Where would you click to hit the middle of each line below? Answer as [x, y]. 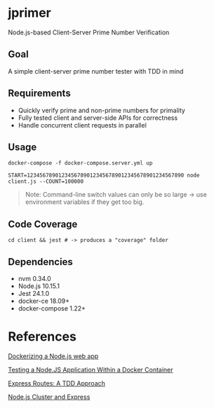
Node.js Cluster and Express [49, 397]
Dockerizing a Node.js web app [53, 356]
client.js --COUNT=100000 [46, 182]
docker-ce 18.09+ [44, 301]
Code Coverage [43, 224]
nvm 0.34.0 [34, 279]
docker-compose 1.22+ [52, 308]
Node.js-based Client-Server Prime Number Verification [89, 32]
